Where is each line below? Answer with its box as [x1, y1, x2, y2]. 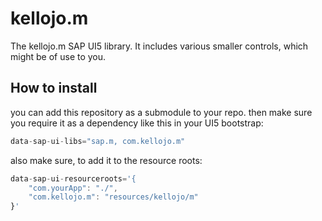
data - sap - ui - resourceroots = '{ [10, 173, 137, 184]
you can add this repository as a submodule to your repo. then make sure [10, 106, 313, 118]
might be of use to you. [10, 50, 107, 62]
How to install [10, 80, 98, 97]
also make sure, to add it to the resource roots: [10, 154, 203, 166]
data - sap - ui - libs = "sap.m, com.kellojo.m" [10, 136, 186, 146]
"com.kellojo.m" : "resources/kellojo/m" [28, 192, 199, 202]
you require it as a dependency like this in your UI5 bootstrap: [10, 117, 264, 129]
